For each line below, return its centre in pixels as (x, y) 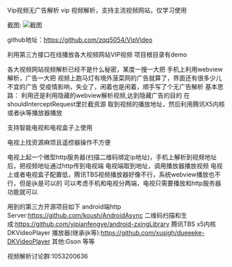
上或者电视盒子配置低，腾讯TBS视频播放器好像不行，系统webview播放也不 (114, 175)
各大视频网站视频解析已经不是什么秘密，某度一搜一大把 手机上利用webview (115, 69)
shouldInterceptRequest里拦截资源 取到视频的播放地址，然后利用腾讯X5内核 (116, 104)
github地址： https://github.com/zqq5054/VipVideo (80, 40)
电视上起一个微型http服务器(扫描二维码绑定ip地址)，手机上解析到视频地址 (112, 157)
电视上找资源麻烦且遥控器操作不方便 (59, 142)
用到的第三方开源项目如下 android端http (64, 207)
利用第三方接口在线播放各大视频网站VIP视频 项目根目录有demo (97, 55)
